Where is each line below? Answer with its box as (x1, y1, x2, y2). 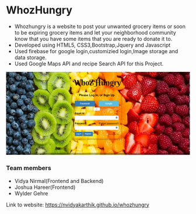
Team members (6, 164, 51, 172)
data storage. (14, 54, 47, 61)
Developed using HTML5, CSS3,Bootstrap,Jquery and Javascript (14, 42, 171, 49)
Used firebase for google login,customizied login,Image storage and (14, 47, 178, 54)
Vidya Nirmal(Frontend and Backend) (14, 177, 104, 184)
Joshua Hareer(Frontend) (14, 184, 76, 191)
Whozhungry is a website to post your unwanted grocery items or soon (14, 23, 185, 30)
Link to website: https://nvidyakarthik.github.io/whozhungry (6, 201, 150, 208)
